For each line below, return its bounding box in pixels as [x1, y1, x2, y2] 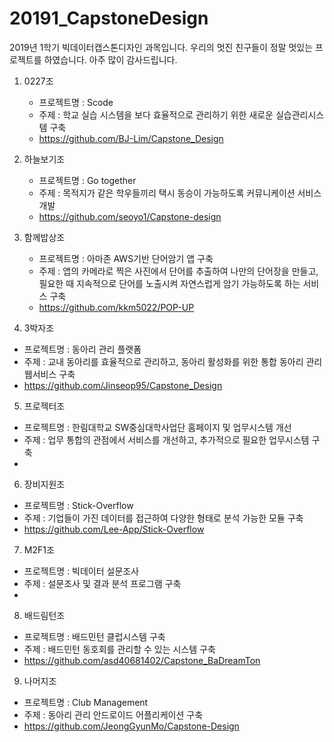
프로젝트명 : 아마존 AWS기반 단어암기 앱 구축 [38, 252, 214, 264]
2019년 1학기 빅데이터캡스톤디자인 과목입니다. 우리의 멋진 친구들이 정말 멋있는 [9, 41, 314, 53]
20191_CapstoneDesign [9, 7, 209, 30]
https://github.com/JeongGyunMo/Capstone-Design [23, 720, 240, 732]
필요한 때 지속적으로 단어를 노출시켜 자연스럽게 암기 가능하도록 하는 [38, 277, 301, 289]
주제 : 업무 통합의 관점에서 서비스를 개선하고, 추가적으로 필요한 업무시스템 [23, 433, 310, 446]
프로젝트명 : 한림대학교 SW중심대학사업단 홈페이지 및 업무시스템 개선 [23, 421, 292, 433]
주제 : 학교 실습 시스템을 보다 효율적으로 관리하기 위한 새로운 [38, 108, 274, 121]
